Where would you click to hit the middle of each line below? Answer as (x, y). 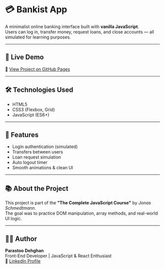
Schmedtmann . (21, 208)
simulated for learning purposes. (38, 37)
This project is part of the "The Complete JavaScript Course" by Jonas (78, 203)
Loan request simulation (37, 157)
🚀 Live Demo (25, 57)
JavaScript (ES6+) (31, 115)
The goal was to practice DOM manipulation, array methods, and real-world (82, 213)
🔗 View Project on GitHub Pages (38, 69)
